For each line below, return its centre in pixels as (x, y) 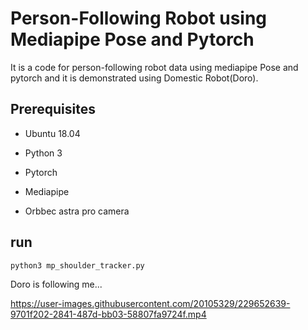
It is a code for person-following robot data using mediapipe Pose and (154, 67)
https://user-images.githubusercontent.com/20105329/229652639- (150, 303)
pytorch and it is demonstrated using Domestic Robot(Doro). (134, 78)
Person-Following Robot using (139, 18)
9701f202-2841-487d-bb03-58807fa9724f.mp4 (108, 314)
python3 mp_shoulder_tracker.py (77, 265)
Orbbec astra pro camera (77, 211)
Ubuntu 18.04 (52, 133)
